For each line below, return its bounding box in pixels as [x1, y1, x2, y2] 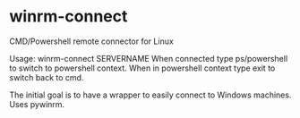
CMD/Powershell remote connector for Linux [9, 36, 175, 46]
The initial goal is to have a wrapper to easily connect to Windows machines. [9, 89, 292, 100]
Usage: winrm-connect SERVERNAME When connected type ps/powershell [9, 53, 288, 63]
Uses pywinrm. [9, 98, 65, 109]
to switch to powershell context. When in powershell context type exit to [9, 63, 276, 73]
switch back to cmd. [9, 72, 84, 82]
